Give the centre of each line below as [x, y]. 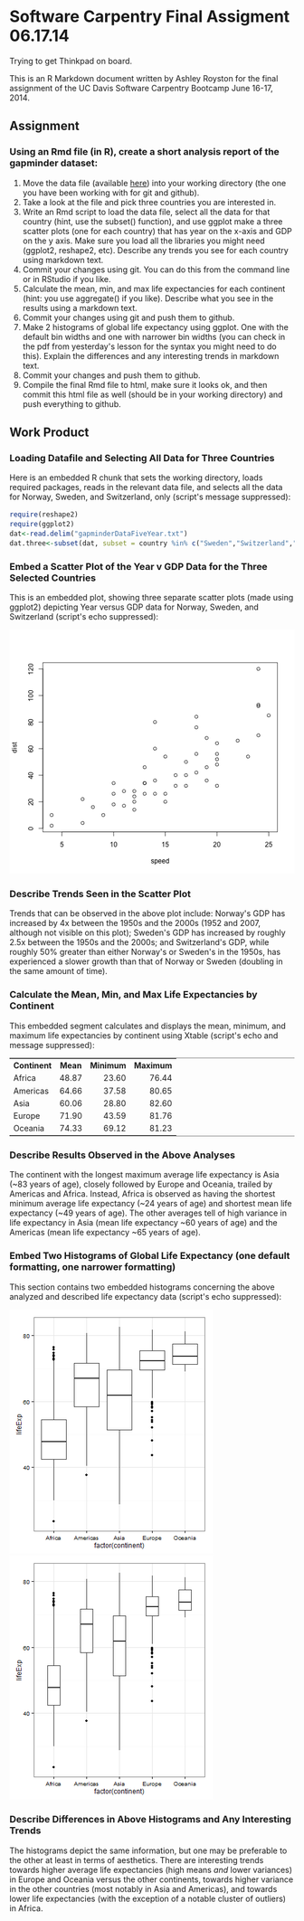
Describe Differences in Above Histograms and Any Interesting [151, 1820]
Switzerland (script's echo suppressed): [84, 617]
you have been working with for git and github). [111, 193]
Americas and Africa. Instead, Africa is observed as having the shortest [142, 1194]
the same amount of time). [59, 971]
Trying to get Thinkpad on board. [71, 61]
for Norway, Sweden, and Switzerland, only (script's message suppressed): [150, 497]
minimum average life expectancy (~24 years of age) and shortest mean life [151, 1204]
